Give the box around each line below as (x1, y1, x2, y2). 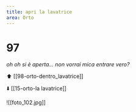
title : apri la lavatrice (6, 9, 72, 15)
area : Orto (6, 15, 34, 21)
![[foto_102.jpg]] (6, 99, 46, 107)
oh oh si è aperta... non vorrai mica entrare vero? (6, 61, 130, 68)
